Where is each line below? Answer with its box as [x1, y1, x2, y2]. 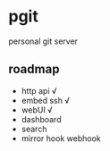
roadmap [8, 62, 60, 77]
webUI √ [21, 105, 53, 115]
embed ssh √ [21, 95, 71, 105]
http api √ [21, 85, 57, 96]
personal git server [8, 36, 78, 46]
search [21, 123, 47, 134]
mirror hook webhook [21, 132, 101, 144]
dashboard [21, 113, 62, 124]
